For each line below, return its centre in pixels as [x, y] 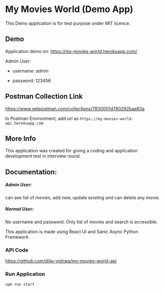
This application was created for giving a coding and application [71, 151]
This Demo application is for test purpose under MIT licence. [68, 23]
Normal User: [20, 209]
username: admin [31, 71]
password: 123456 [32, 80]
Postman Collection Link [44, 97]
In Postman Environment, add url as [42, 118]
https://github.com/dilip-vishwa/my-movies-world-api [61, 261]
